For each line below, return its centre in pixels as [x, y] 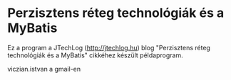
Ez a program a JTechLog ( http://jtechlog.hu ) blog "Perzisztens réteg [109, 47]
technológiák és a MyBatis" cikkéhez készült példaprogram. [95, 55]
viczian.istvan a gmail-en [44, 69]
